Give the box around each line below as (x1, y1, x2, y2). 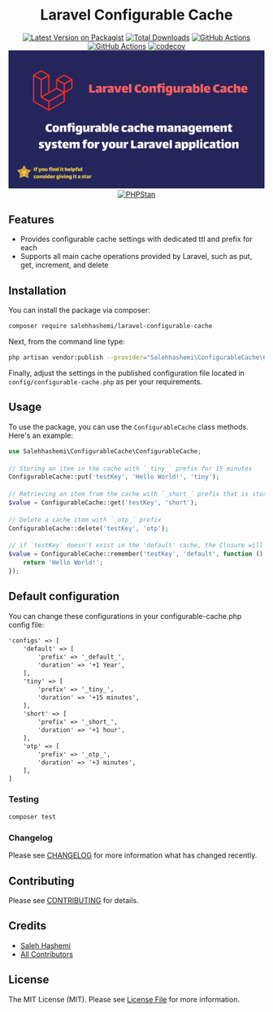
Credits (8, 919, 47, 933)
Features (8, 213, 54, 227)
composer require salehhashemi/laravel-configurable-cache (8, 322, 213, 331)
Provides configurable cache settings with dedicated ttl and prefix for (19, 234, 253, 244)
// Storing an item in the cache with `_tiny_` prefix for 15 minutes (8, 465, 253, 473)
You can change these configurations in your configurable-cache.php (8, 611, 242, 621)
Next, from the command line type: (8, 337, 125, 347)
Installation (8, 283, 67, 297)
